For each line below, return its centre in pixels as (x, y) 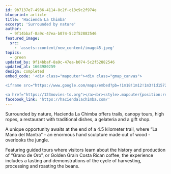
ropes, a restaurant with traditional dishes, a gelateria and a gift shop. (78, 119)
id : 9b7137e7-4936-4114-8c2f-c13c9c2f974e (51, 10)
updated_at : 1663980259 (31, 67)
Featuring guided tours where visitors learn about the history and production (85, 150)
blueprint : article (26, 15)
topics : (13, 52)
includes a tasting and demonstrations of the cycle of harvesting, (73, 160)
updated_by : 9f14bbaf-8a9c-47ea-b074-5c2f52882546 (60, 62)
